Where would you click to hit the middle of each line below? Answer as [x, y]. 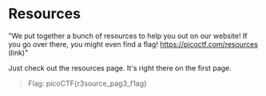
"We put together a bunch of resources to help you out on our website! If [128, 36]
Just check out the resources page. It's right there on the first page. [120, 67]
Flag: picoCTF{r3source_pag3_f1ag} [87, 83]
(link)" [18, 52]
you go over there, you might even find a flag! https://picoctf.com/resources [133, 44]
